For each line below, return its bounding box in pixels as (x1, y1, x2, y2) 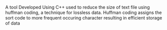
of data (5, 20, 20, 26)
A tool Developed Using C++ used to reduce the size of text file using (5, 4, 150, 10)
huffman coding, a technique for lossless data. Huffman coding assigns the (5, 9, 162, 15)
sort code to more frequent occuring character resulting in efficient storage (5, 15, 162, 20)
